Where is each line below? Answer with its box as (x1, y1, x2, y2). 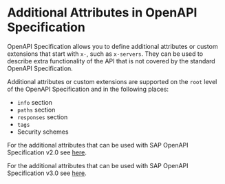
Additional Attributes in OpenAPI (7, 5, 197, 21)
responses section (17, 112, 68, 121)
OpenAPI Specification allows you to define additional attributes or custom (7, 42, 218, 50)
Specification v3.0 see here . (7, 169, 87, 177)
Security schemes (17, 127, 69, 136)
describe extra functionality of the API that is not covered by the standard (7, 57, 215, 65)
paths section (17, 105, 56, 114)
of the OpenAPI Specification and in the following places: (7, 85, 169, 93)
